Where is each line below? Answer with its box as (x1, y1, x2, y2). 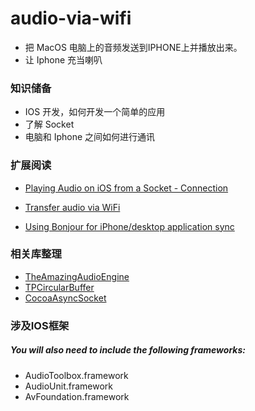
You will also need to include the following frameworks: (10, 344, 246, 356)
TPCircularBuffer (24, 281, 95, 293)
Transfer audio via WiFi (24, 201, 121, 213)
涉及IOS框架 (10, 318, 70, 332)
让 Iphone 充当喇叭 (24, 53, 103, 66)
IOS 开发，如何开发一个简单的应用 (24, 106, 166, 118)
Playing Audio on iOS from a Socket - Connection (24, 182, 229, 194)
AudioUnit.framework (24, 380, 114, 392)
